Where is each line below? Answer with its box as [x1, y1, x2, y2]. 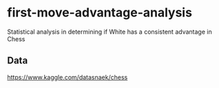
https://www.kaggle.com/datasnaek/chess [7, 73, 128, 81]
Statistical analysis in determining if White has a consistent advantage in [7, 27, 212, 36]
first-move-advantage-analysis [7, 5, 193, 21]
